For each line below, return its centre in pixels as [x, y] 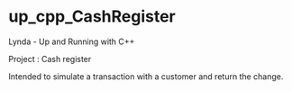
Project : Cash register [50, 59]
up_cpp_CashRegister [92, 17]
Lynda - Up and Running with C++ [72, 41]
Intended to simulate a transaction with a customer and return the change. [146, 76]
